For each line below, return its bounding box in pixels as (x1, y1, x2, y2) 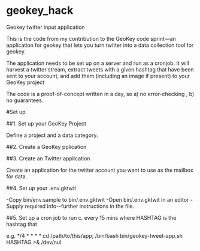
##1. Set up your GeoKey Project (6, 119, 87, 127)
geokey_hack (6, 4, 74, 17)
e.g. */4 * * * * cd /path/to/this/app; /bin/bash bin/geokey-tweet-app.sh (6, 232, 183, 239)
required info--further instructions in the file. (25, 202, 135, 210)
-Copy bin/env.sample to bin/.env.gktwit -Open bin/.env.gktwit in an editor (6, 196, 189, 203)
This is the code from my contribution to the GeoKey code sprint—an (6, 35, 177, 42)
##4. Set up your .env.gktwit (6, 184, 77, 192)
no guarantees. (6, 97, 44, 104)
